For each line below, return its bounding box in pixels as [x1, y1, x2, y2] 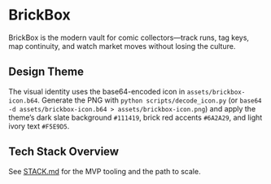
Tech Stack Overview [8, 145, 120, 159]
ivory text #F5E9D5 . [8, 120, 70, 131]
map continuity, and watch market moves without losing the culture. [8, 41, 236, 50]
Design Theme [8, 65, 84, 79]
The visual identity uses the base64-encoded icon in [8, 86, 186, 96]
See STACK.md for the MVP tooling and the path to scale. [8, 166, 201, 176]
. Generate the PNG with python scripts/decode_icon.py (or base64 [37, 95, 262, 105]
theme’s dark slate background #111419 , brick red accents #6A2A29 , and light [8, 112, 263, 122]
